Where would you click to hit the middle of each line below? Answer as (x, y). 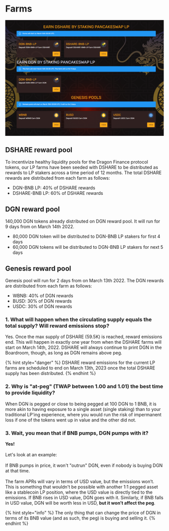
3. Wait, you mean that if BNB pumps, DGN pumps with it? (77, 433)
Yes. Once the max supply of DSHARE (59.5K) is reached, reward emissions (84, 337)
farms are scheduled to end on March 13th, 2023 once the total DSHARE (80, 368)
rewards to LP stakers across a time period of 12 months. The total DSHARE (83, 173)
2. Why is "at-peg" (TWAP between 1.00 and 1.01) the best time (84, 387)
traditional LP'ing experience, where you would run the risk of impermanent (83, 414)
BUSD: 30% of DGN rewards (42, 301)
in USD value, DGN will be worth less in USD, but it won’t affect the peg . (80, 503)
